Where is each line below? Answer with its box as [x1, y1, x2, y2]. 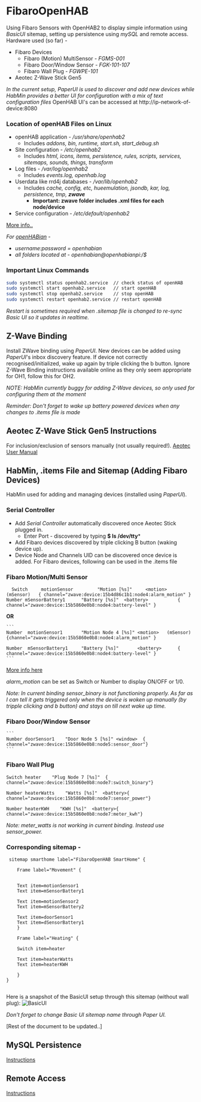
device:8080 [6, 104, 38, 112]
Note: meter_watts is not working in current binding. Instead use [6, 821, 165, 829]
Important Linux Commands [6, 266, 90, 274]
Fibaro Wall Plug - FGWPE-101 [23, 67, 98, 74]
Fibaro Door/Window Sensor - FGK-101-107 [23, 61, 130, 68]
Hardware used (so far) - [6, 37, 68, 44]
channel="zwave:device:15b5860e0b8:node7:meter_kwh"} [6, 811, 144, 817]
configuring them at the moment [6, 390, 86, 397]
